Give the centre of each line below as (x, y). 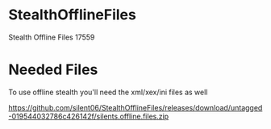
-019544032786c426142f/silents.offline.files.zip (89, 116)
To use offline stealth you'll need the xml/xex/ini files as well (108, 92)
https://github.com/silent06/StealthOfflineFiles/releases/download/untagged (135, 107)
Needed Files (53, 70)
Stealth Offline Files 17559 (52, 37)
